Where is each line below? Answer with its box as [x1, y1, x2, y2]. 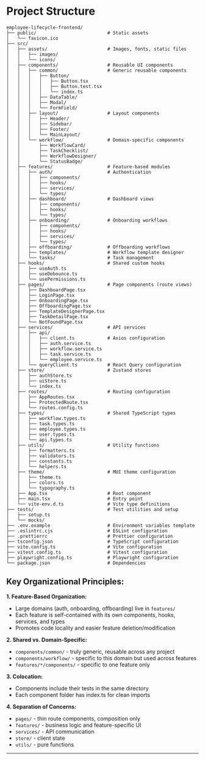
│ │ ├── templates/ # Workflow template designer [6, 249, 184, 255]
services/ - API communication [15, 728, 95, 735]
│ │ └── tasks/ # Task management [6, 255, 154, 261]
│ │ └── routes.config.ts [6, 404, 84, 411]
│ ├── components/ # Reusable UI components [6, 62, 173, 68]
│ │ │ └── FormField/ [6, 105, 78, 111]
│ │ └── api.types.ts [6, 436, 72, 443]
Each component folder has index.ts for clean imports [15, 691, 151, 698]
